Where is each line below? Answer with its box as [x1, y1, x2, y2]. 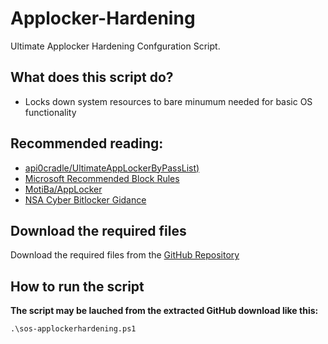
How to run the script [10, 278, 145, 295]
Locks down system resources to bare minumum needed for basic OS [24, 95, 313, 107]
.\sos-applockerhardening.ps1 [10, 324, 137, 334]
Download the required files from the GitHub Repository [10, 249, 240, 261]
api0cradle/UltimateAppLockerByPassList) [24, 162, 200, 174]
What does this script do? [10, 69, 174, 86]
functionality [24, 106, 77, 118]
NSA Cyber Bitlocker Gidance [24, 193, 147, 206]
